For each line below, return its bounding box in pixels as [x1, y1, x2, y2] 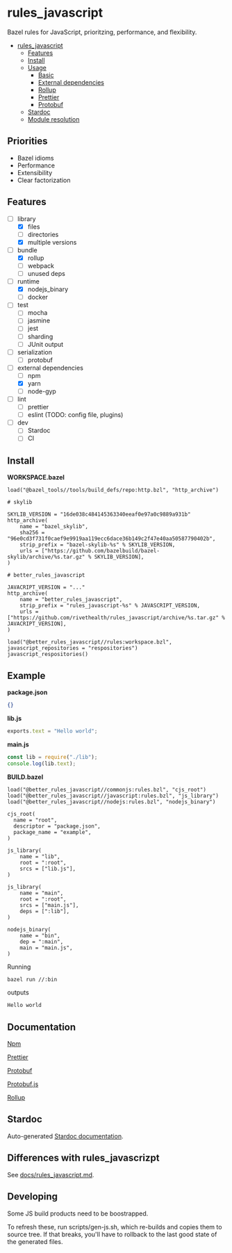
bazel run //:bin [7, 976, 58, 983]
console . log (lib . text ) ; [7, 760, 76, 767]
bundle [17, 245, 38, 254]
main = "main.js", [19, 944, 73, 951]
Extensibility [17, 168, 53, 177]
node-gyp [27, 387, 57, 395]
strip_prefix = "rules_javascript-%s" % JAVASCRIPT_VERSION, [19, 603, 200, 609]
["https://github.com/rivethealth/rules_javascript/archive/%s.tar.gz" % [7, 614, 226, 621]
